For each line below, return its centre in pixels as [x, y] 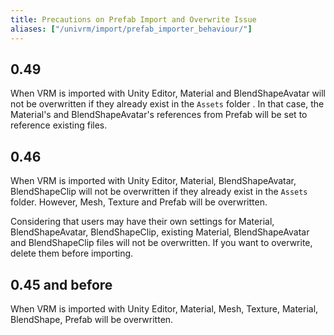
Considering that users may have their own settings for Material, [142, 222]
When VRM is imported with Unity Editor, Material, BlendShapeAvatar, [153, 181]
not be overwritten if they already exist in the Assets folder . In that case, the [167, 104]
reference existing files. [59, 125]
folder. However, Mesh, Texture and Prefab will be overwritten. [139, 202]
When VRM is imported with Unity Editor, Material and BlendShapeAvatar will [168, 93]
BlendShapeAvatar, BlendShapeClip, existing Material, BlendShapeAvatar [160, 232]
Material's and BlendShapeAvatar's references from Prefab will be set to [159, 115]
